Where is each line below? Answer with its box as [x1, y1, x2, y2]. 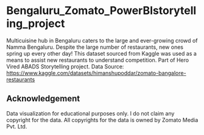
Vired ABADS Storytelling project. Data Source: [6, 62, 124, 70]
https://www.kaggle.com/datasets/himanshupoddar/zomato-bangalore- [6, 69, 187, 76]
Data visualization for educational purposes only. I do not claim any [6, 109, 175, 117]
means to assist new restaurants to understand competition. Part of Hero [6, 56, 189, 64]
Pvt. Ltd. [6, 123, 27, 130]
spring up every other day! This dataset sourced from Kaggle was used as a [6, 49, 197, 57]
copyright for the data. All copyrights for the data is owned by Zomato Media [6, 116, 199, 123]
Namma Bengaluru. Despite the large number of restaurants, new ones [6, 43, 184, 51]
